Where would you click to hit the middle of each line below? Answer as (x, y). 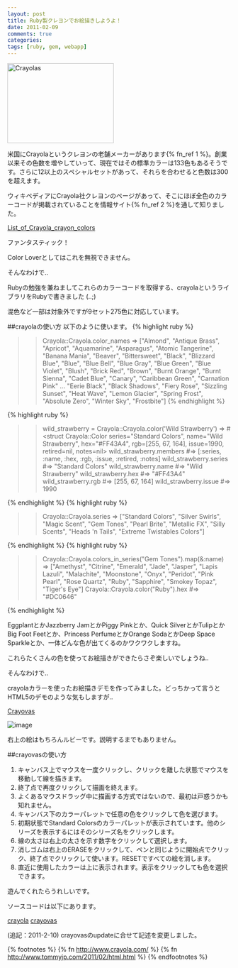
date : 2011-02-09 (33, 27)
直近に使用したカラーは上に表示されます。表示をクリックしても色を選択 (123, 867)
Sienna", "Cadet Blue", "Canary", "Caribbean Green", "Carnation (136, 378)
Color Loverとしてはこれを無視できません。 (71, 257)
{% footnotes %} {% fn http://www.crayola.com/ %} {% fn (92, 949)
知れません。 (36, 805)
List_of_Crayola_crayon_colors (51, 227)
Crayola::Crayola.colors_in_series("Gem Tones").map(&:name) (133, 559)
